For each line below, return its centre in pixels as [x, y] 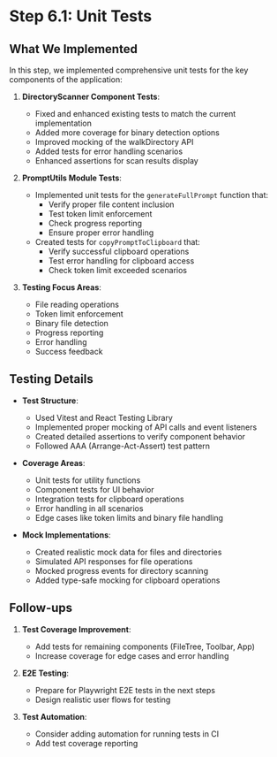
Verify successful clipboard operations [119, 251]
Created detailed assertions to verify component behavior [140, 436]
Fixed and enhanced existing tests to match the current [135, 114]
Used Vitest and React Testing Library [104, 417]
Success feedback [69, 352]
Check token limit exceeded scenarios [118, 270]
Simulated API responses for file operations [114, 561]
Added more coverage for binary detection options [127, 133]
